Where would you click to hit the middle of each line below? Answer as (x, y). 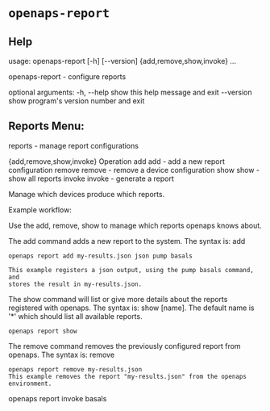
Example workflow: (40, 210)
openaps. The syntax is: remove (62, 354)
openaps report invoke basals (58, 398)
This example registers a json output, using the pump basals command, (131, 270)
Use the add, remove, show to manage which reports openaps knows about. (135, 225)
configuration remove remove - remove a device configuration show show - (134, 170)
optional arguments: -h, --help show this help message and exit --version (130, 92)
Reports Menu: (46, 126)
